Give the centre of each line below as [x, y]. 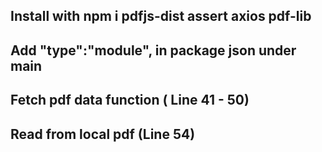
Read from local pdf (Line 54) [103, 134]
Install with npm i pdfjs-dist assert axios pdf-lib [161, 16]
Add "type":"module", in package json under [153, 50]
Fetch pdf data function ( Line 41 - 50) [130, 100]
